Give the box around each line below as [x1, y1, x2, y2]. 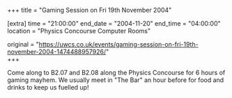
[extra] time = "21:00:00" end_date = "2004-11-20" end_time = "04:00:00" [7, 19, 221, 27]
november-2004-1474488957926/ [7, 48, 107, 56]
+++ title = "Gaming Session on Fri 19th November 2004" [7, 6, 172, 14]
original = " [7, 40, 40, 48]
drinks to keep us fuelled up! [7, 83, 89, 91]
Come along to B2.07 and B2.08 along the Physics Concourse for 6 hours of [7, 69, 226, 76]
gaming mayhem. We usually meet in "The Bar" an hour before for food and [7, 76, 224, 84]
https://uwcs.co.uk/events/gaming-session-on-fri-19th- [38, 40, 199, 48]
